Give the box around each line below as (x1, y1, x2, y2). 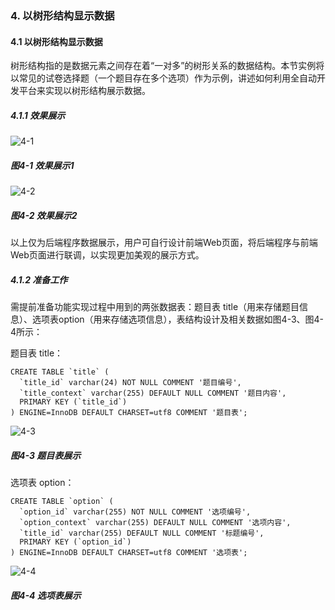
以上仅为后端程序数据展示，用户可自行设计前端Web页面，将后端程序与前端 (10, 237, 318, 249)
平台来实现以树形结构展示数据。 (18, 85, 151, 97)
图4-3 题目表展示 (10, 449, 82, 461)
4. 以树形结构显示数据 (10, 8, 115, 22)
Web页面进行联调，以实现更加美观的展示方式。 (10, 249, 205, 261)
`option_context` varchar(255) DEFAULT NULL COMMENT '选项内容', (19, 517, 292, 527)
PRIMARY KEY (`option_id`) (19, 537, 132, 547)
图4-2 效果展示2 (10, 209, 78, 221)
